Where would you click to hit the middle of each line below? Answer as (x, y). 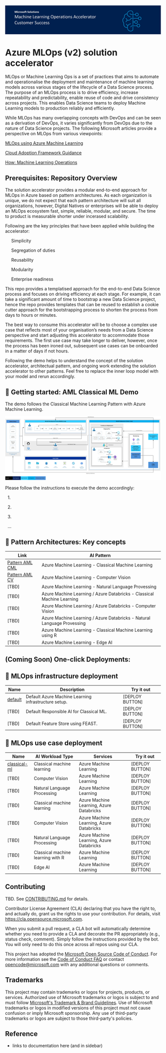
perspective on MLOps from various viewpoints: (54, 134)
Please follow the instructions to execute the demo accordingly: (70, 488)
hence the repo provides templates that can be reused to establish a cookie (82, 305)
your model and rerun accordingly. (40, 377)
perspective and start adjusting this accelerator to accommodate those (77, 335)
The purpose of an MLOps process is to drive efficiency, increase (72, 93)
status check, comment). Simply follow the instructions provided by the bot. (82, 939)
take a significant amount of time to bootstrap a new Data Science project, (81, 299)
